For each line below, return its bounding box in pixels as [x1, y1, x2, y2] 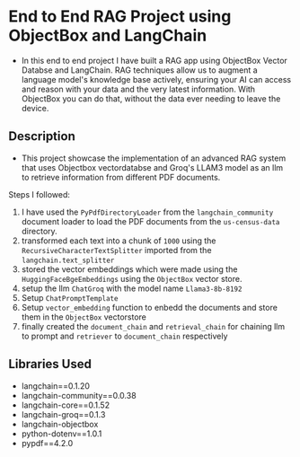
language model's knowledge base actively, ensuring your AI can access [21, 74, 292, 84]
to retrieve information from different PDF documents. [21, 171, 221, 182]
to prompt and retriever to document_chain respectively [21, 330, 228, 341]
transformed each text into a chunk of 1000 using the [21, 235, 216, 246]
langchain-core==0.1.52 [21, 400, 110, 410]
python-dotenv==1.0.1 [21, 428, 102, 439]
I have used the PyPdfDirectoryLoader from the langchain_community [21, 207, 274, 217]
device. [21, 102, 49, 113]
